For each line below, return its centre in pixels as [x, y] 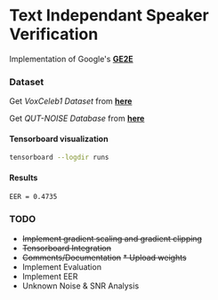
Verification [54, 34]
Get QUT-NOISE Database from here [77, 118]
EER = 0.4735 [33, 196]
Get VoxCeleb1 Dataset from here [71, 101]
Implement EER [50, 276]
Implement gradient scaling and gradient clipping [112, 238]
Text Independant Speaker [109, 16]
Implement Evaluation [62, 266]
